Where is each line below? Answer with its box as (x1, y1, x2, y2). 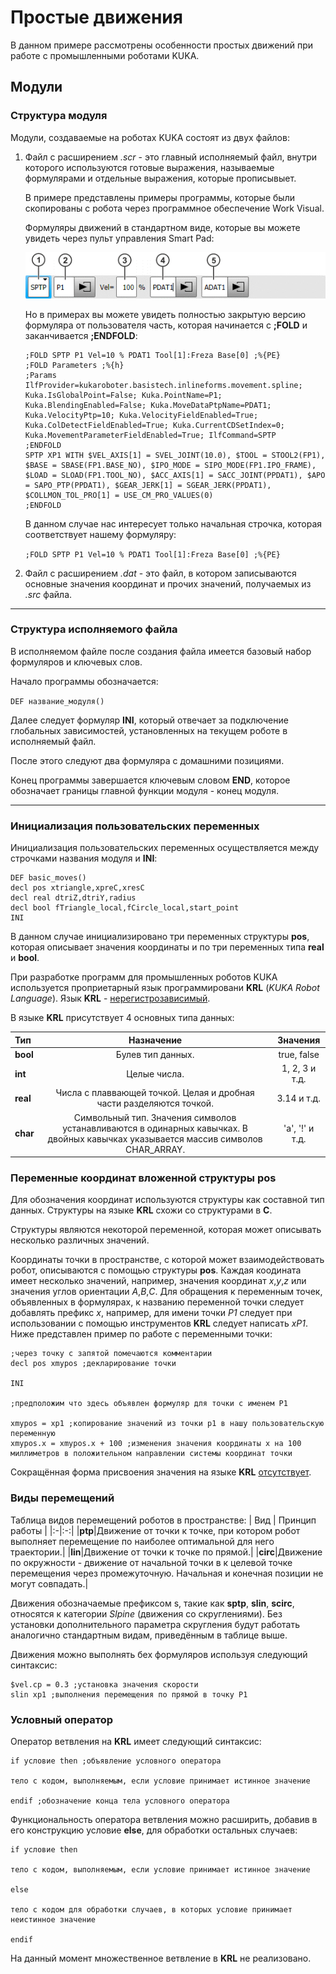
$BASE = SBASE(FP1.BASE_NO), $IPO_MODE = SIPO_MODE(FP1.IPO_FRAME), (24, 460, 317, 470)
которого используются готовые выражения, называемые (24, 161, 275, 173)
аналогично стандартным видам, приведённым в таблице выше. (10, 1629, 288, 1641)
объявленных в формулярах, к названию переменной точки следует (10, 1296, 305, 1308)
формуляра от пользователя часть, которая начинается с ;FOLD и (24, 319, 308, 331)
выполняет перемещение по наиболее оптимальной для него (10, 1535, 275, 1547)
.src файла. (24, 588, 73, 600)
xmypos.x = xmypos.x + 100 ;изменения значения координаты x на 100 (10, 1439, 302, 1449)
